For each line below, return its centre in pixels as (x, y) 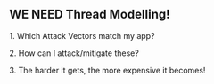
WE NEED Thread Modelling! (90, 15)
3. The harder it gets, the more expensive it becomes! (107, 70)
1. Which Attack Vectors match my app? (82, 35)
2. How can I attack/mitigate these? (74, 53)
